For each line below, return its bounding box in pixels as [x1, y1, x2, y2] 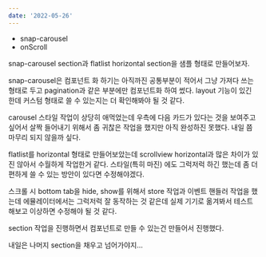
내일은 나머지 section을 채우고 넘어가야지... [8, 240, 144, 250]
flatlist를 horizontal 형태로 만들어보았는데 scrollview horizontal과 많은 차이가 [8, 149, 250, 159]
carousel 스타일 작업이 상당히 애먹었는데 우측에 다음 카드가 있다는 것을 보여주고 [8, 113, 256, 122]
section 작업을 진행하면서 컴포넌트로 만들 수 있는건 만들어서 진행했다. [8, 223, 224, 232]
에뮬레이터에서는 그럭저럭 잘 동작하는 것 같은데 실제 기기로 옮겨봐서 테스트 [22, 196, 254, 206]
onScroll [19, 42, 48, 52]
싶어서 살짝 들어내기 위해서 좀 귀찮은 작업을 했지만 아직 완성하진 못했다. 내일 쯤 [8, 122, 253, 132]
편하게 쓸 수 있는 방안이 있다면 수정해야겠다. [8, 169, 145, 179]
